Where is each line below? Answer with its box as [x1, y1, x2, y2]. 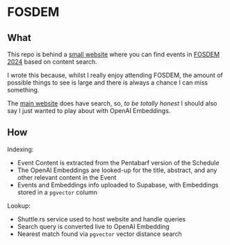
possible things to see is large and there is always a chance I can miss [7, 78, 208, 87]
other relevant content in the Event [17, 173, 117, 181]
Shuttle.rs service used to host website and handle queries [17, 214, 186, 223]
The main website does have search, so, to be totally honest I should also [7, 99, 217, 108]
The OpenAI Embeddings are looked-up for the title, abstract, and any [17, 166, 217, 174]
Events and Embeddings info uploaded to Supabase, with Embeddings [17, 180, 219, 189]
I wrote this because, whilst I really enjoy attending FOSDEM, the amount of [7, 71, 224, 79]
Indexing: [7, 145, 34, 153]
